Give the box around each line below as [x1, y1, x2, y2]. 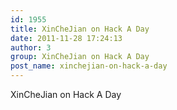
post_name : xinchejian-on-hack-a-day [10, 61, 168, 71]
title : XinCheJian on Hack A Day [10, 24, 150, 34]
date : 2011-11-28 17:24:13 [10, 33, 123, 43]
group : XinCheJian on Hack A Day [10, 52, 150, 62]
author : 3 [10, 42, 52, 53]
